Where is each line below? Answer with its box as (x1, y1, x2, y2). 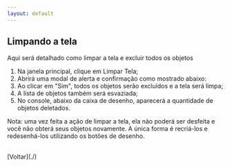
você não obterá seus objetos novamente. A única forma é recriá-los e (7, 125, 209, 133)
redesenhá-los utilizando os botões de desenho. (7, 132, 145, 140)
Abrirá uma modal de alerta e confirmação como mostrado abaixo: (17, 75, 207, 83)
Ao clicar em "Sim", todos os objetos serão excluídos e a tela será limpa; (17, 82, 223, 90)
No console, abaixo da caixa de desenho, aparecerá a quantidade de (17, 97, 213, 105)
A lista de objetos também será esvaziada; (17, 89, 138, 97)
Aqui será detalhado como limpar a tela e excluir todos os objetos (7, 54, 193, 62)
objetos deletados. (17, 104, 70, 112)
